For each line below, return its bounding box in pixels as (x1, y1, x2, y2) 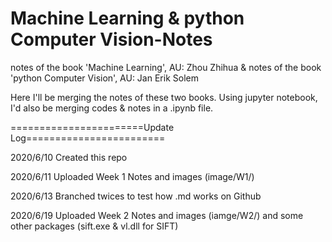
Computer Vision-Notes (10, 28, 213, 51)
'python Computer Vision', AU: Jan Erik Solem (10, 72, 199, 84)
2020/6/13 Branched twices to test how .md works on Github (10, 190, 262, 202)
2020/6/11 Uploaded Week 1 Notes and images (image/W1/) (10, 170, 255, 182)
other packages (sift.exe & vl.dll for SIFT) (10, 220, 179, 232)
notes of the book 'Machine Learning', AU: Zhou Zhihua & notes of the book (10, 61, 322, 73)
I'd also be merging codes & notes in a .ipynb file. (10, 102, 214, 114)
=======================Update (10, 121, 175, 133)
